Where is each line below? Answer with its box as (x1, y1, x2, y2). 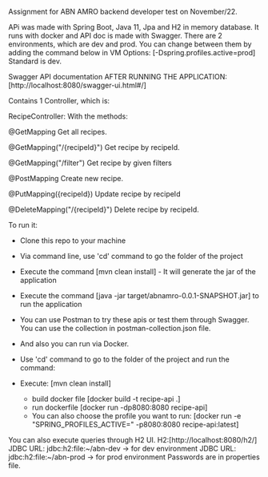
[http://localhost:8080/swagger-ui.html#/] (8, 80, 146, 90)
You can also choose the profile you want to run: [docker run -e (31, 411, 242, 420)
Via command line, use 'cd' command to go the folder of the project (19, 252, 244, 261)
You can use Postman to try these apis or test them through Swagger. (19, 315, 250, 324)
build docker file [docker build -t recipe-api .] (31, 394, 181, 403)
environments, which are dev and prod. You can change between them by (8, 39, 252, 49)
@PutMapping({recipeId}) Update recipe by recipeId (8, 189, 181, 199)
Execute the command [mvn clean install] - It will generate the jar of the (19, 267, 256, 276)
